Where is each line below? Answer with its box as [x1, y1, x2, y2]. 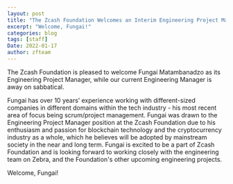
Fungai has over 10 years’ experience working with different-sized [7, 96, 196, 104]
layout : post [7, 10, 45, 17]
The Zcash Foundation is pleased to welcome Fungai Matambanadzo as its [7, 67, 221, 76]
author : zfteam [7, 49, 51, 56]
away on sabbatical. [7, 83, 64, 91]
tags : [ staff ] [7, 36, 49, 43]
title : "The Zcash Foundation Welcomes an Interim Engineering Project [7, 17, 218, 24]
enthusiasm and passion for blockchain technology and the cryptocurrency [7, 126, 222, 134]
